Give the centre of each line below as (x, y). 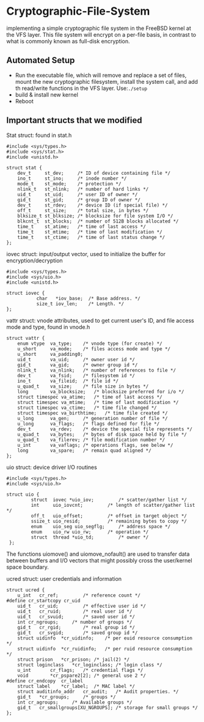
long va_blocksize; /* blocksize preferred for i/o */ (101, 392)
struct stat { (24, 168)
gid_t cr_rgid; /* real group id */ (76, 627)
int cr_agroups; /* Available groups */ (75, 702)
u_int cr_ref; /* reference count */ (79, 595)
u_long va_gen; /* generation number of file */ (93, 418)
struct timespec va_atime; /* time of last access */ (90, 397)
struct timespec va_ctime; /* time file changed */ (87, 408)
